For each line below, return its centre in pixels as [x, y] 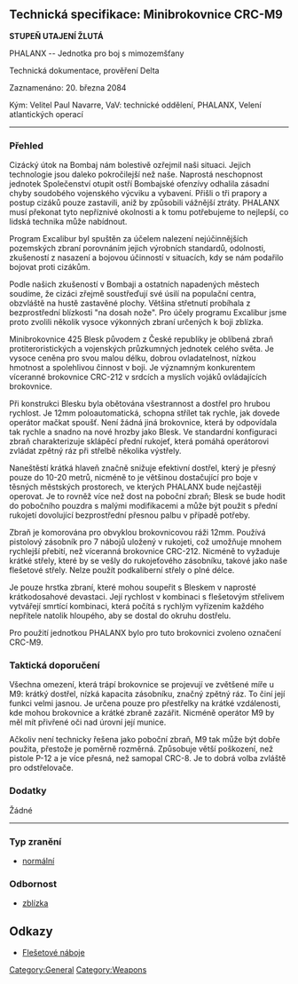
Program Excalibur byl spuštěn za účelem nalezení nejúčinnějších [129, 239]
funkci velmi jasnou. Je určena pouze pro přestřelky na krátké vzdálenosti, [145, 703]
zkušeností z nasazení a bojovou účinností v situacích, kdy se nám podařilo [146, 258]
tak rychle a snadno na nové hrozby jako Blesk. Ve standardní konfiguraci [143, 432]
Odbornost [33, 884]
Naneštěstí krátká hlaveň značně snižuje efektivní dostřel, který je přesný [143, 468]
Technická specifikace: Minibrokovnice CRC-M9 [146, 15]
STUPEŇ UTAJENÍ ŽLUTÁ [56, 36]
